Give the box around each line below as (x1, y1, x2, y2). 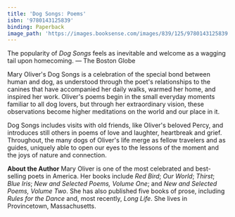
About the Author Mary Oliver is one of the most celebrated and (7, 164, 194, 173)
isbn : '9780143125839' (7, 17, 74, 24)
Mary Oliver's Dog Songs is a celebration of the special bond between (7, 70, 211, 79)
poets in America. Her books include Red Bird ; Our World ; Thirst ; (27, 172, 215, 180)
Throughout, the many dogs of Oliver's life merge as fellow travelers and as (7, 136, 227, 145)
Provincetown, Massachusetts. (7, 202, 96, 211)
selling (7, 172, 27, 180)
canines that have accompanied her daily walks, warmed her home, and (7, 85, 216, 93)
